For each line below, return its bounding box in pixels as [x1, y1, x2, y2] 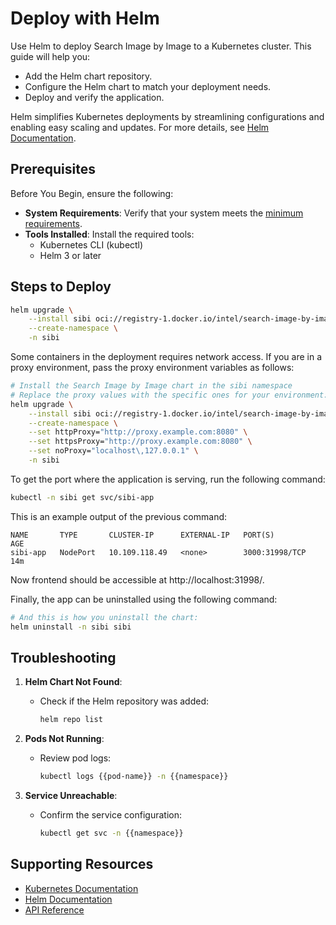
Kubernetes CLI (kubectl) [39, 238, 144, 251]
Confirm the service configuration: [39, 809, 183, 821]
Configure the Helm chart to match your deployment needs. [24, 80, 272, 92]
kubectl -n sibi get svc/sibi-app [10, 492, 155, 502]
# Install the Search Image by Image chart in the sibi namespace [10, 381, 293, 391]
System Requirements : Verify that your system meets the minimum [24, 207, 304, 219]
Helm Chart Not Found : [24, 676, 123, 688]
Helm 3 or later [39, 249, 102, 261]
